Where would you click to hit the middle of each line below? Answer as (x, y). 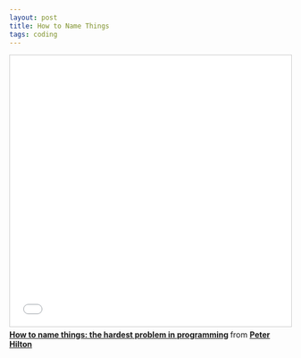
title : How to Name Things (59, 26)
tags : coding (33, 34)
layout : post (33, 17)
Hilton (21, 345)
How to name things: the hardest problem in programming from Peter (140, 335)
